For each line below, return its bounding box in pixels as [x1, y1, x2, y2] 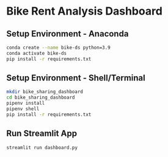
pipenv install [6, 100, 45, 106]
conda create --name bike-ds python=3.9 [6, 44, 111, 51]
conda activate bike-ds [6, 50, 67, 56]
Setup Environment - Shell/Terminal [6, 73, 145, 83]
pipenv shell [6, 106, 40, 112]
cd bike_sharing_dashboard [6, 94, 75, 101]
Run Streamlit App [6, 128, 78, 139]
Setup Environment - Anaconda [6, 29, 129, 39]
